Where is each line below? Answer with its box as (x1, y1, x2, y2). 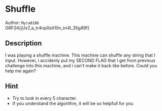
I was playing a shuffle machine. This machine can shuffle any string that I (5, 52, 156, 58)
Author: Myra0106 (5, 20, 39, 26)
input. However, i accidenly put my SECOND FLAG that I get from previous (5, 57, 156, 63)
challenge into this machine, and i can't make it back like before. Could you (5, 62, 158, 68)
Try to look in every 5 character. (12, 95, 77, 101)
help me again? (5, 68, 36, 74)
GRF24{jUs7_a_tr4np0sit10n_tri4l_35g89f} (5, 25, 90, 30)
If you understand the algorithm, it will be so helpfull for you (12, 100, 134, 106)
